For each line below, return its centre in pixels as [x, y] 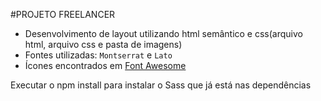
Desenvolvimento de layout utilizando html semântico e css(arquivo [163, 33]
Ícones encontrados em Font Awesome [105, 65]
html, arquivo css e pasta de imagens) [103, 44]
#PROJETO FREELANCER [63, 14]
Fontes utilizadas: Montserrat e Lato [98, 55]
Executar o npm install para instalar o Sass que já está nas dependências [161, 85]
